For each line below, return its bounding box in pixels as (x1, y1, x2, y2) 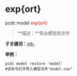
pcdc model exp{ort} (5, 20, 48, 26)
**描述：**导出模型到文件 (17, 30, 70, 36)
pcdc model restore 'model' (5, 61, 64, 66)
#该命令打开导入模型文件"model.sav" (5, 66, 73, 72)
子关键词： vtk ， (5, 41, 38, 47)
